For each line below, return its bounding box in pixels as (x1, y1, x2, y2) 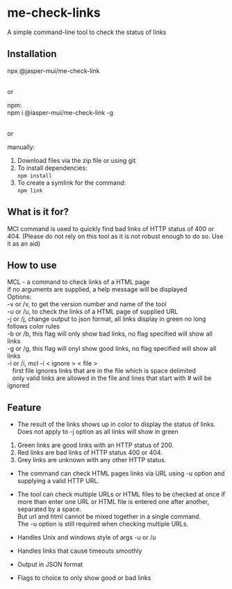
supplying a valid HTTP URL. (17, 477, 99, 485)
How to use (7, 259, 57, 271)
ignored (7, 382, 30, 390)
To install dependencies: (17, 164, 88, 172)
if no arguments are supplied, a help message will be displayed (7, 285, 188, 294)
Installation (7, 48, 57, 60)
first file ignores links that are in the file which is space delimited (12, 367, 197, 375)
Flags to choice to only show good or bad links (17, 574, 151, 582)
